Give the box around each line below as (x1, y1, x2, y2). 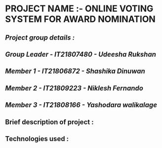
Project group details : (5, 33, 75, 42)
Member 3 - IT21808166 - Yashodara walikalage (5, 101, 157, 109)
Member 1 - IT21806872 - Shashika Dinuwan (5, 67, 146, 75)
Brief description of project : (5, 118, 94, 126)
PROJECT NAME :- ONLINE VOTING (5, 3, 154, 14)
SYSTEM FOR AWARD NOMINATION (5, 13, 156, 25)
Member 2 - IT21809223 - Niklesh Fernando (5, 84, 143, 92)
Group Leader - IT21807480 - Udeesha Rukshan (5, 50, 157, 59)
